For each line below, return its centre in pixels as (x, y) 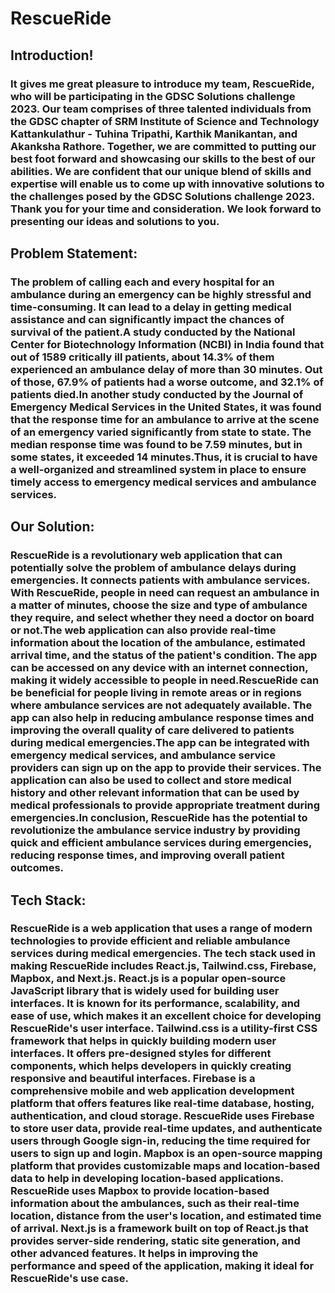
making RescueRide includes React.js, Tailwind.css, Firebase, (163, 966)
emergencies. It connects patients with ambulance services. (160, 580)
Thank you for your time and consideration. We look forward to (166, 209)
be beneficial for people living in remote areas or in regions (156, 693)
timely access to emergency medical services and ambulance (163, 482)
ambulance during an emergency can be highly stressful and (161, 294)
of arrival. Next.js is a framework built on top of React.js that (159, 1229)
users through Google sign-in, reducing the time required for (160, 1141)
